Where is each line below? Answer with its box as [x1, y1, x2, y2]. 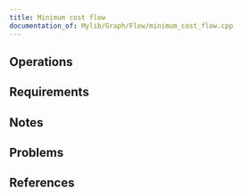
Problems [9, 145, 64, 160]
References [9, 176, 75, 191]
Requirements [9, 85, 89, 100]
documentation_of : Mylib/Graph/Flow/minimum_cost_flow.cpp [9, 21, 234, 30]
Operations [9, 54, 73, 69]
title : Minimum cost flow [9, 12, 105, 22]
